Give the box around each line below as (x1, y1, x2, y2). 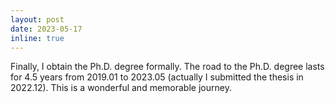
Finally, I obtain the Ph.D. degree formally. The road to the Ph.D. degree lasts (10, 61, 325, 73)
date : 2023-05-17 (10, 24, 83, 34)
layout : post (10, 14, 65, 25)
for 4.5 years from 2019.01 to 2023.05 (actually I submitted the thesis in (10, 71, 304, 83)
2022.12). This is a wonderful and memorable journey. (10, 82, 232, 94)
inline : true (10, 33, 65, 43)
